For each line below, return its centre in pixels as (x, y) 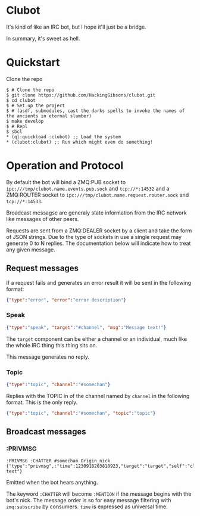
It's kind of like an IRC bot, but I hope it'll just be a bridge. (76, 27)
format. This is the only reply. (42, 402)
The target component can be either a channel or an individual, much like (97, 339)
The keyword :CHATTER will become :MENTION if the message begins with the (99, 494)
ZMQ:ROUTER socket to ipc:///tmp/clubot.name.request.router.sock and (98, 195)
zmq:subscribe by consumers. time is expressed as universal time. (87, 506)
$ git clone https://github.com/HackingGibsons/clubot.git (81, 95)
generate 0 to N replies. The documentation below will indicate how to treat (99, 243)
